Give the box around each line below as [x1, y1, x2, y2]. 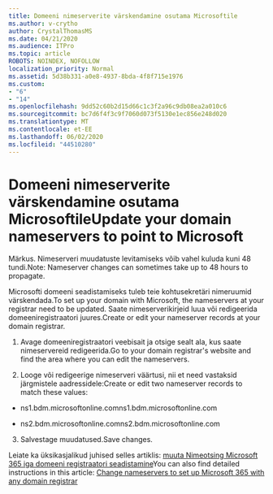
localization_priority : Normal [8, 65, 115, 73]
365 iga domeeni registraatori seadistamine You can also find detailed [8, 459, 240, 469]
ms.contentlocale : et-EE [8, 125, 93, 133]
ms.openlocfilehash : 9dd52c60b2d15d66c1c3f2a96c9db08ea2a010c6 [8, 102, 227, 110]
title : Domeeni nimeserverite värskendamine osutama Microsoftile [8, 11, 238, 20]
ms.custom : [8, 80, 45, 88]
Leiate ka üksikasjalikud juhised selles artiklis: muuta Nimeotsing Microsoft [8, 450, 258, 460]
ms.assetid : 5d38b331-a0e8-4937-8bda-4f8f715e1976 [8, 72, 184, 80]
